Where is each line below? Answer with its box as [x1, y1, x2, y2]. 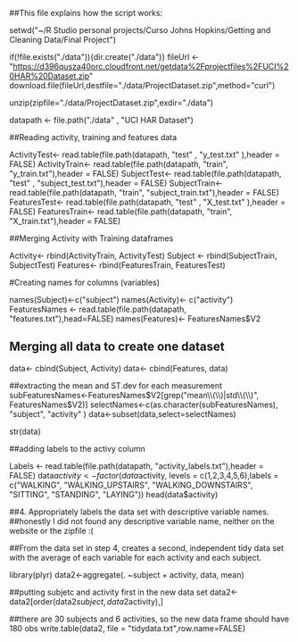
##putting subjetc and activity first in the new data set [9, 587, 208, 597]
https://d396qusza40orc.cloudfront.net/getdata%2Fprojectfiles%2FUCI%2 [12, 62, 289, 71]
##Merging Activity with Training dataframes [9, 233, 174, 244]
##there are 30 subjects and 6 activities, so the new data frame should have [9, 613, 290, 624]
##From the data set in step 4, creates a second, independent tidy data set [9, 542, 284, 553]
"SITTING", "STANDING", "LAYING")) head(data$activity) [9, 488, 219, 499]
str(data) [9, 426, 42, 437]
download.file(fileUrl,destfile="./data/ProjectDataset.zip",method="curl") [9, 80, 276, 90]
